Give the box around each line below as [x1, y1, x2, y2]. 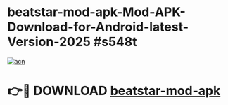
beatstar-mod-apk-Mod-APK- [7, 4, 186, 20]
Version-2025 [7, 34, 91, 50]
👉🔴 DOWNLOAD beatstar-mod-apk [7, 83, 221, 99]
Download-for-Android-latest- [7, 19, 189, 35]
